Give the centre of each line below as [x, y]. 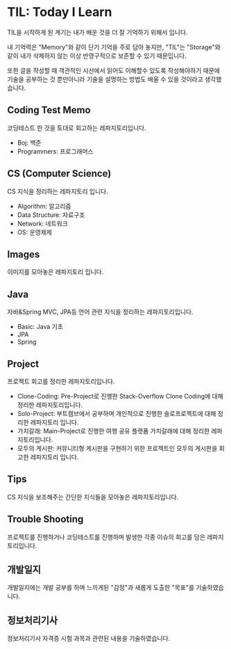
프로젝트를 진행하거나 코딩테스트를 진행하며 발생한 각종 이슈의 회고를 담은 [106, 537]
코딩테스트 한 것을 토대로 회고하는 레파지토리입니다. [77, 128]
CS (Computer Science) [59, 174]
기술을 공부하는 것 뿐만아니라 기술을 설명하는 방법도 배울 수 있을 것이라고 [105, 79]
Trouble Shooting [45, 519]
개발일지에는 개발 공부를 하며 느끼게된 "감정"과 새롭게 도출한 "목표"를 [101, 588]
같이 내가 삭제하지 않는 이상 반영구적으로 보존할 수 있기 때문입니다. [97, 56]
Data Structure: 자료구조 [51, 215]
